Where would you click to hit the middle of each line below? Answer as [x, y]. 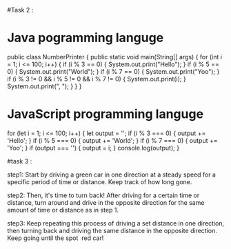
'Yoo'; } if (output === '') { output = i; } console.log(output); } [93, 148]
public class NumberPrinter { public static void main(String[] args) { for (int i [115, 57]
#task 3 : [20, 161]
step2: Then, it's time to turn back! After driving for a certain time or [103, 195]
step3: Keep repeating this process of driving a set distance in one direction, [116, 223]
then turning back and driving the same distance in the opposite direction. [112, 230]
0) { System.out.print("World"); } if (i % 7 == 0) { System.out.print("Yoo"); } [113, 71]
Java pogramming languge [86, 38]
